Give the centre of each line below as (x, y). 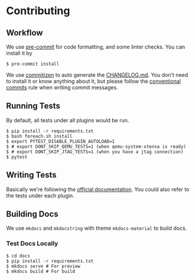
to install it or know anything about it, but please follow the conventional (94, 81)
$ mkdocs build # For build (41, 271)
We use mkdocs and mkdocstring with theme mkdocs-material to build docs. (97, 228)
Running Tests (33, 106)
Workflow (25, 33)
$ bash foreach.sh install (39, 136)
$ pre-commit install (33, 64)
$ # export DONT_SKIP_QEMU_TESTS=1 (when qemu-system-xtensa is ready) (96, 146)
